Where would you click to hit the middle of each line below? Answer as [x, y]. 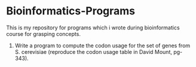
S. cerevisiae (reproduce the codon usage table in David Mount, [93, 51]
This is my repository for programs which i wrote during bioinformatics [93, 28]
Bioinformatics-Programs [71, 11]
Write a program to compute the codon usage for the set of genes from [102, 45]
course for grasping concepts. [43, 33]
